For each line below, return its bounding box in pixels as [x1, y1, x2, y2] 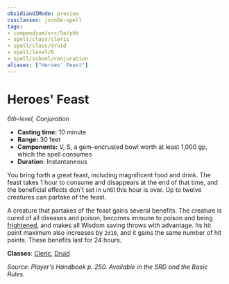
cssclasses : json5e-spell [7, 17, 82, 24]
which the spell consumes [17, 150, 92, 158]
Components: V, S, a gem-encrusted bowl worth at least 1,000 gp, [17, 143, 208, 151]
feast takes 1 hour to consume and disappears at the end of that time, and [7, 178, 219, 186]
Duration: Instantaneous [17, 157, 88, 166]
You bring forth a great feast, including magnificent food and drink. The [7, 170, 212, 179]
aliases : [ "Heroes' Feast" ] [7, 62, 89, 69]
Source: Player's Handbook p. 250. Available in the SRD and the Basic [7, 263, 208, 271]
